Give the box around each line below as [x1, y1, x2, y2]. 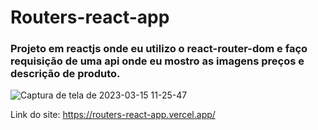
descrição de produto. [10, 67, 121, 81]
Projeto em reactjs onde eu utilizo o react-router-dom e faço [10, 42, 308, 56]
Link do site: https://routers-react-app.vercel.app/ [10, 109, 216, 121]
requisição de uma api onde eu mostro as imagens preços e [10, 54, 305, 68]
